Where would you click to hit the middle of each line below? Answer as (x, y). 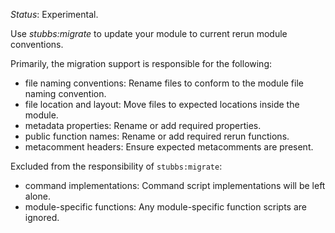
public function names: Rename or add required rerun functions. (157, 136)
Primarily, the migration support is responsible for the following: (141, 63)
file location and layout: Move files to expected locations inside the (162, 104)
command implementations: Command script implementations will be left (175, 185)
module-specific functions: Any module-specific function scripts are (165, 207)
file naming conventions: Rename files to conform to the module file (164, 83)
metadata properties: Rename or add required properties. (143, 125)
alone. (37, 196)
